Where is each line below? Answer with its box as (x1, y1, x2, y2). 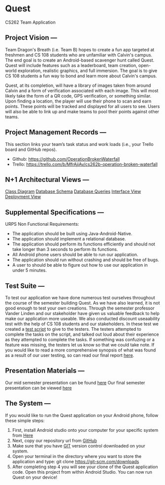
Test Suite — (5, 281, 45, 290)
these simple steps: (5, 417, 45, 423)
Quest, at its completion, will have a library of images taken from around (5, 82, 151, 88)
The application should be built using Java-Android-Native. (12, 231, 132, 237)
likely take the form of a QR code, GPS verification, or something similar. (5, 93, 152, 99)
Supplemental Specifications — (5, 208, 104, 216)
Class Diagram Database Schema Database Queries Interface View (5, 188, 141, 195)
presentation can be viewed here (5, 385, 72, 391)
